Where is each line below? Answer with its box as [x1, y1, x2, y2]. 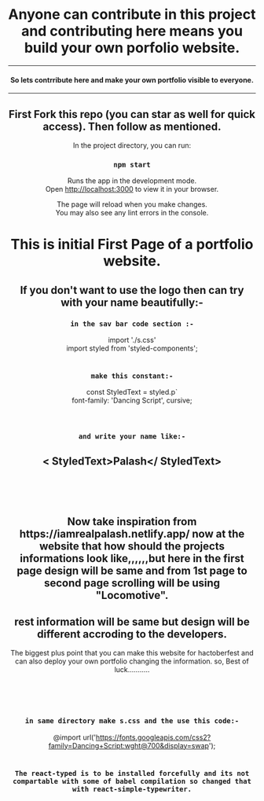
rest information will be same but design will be [14, 615, 250, 628]
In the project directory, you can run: [73, 140, 191, 150]
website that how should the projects [38, 539, 225, 553]
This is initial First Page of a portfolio [10, 236, 254, 253]
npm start [113, 160, 151, 169]
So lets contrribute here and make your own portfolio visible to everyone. [10, 75, 254, 84]
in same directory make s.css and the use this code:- [24, 717, 240, 726]
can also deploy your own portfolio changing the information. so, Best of [15, 656, 249, 666]
